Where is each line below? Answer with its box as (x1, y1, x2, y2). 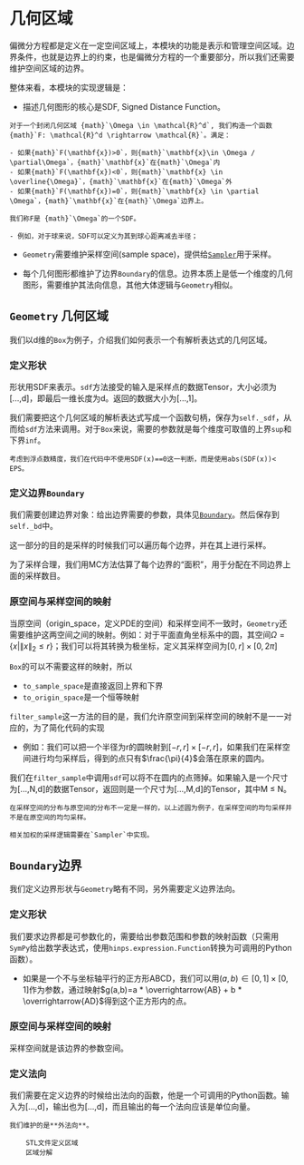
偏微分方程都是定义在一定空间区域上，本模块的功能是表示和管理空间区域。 (9, 40, 287, 51)
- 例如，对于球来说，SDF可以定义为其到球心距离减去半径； (9, 231, 199, 240)
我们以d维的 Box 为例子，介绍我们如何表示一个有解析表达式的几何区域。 (9, 334, 273, 345)
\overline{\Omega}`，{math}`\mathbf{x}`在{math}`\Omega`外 (9, 177, 233, 186)
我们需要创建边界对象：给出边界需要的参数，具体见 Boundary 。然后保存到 (9, 509, 280, 520)
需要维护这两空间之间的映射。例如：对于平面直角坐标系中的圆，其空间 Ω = (9, 629, 285, 640)
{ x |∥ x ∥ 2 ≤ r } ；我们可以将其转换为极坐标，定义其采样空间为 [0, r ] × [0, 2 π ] (9, 641, 278, 653)
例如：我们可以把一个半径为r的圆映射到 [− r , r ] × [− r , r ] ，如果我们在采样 (22, 741, 283, 753)
